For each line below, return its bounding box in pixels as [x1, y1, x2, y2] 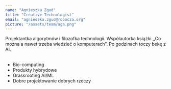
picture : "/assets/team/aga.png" [5, 21, 77, 27]
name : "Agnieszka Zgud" [5, 7, 56, 13]
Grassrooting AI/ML [12, 72, 54, 79]
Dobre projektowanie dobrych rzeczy [12, 78, 91, 84]
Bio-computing [12, 62, 44, 68]
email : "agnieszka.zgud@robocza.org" [5, 17, 86, 22]
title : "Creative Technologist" [5, 12, 74, 17]
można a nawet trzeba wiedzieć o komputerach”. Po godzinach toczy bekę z [5, 41, 166, 47]
